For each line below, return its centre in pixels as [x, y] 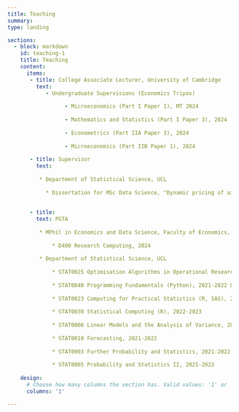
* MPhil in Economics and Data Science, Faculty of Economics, [135, 232]
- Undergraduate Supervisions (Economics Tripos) [120, 93]
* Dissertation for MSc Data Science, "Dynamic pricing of [134, 192]
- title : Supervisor [60, 160]
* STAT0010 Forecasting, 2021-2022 [105, 338]
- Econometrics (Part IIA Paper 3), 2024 [127, 133]
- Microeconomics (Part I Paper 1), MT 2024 [132, 107]
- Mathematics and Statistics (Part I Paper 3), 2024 [146, 120]
